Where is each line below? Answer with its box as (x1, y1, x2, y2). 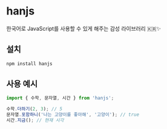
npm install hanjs (6, 60, 53, 67)
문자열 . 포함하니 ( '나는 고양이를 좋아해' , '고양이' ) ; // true (6, 112, 140, 118)
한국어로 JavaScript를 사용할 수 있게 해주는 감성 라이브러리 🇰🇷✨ (6, 25, 162, 32)
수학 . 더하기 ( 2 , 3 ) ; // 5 (6, 106, 62, 112)
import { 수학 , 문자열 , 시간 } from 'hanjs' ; (6, 95, 114, 101)
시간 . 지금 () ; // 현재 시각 (6, 118, 65, 124)
